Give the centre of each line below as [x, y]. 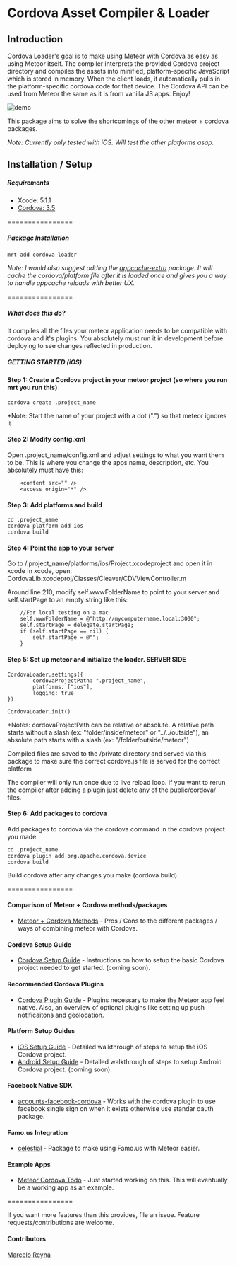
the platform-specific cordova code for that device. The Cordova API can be [118, 86]
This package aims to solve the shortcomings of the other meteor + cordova [118, 121]
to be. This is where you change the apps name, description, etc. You [108, 463]
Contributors [27, 1238]
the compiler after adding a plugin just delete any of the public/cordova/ [112, 790]
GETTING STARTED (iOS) [45, 362]
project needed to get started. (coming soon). [84, 968]
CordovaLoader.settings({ [45, 674]
